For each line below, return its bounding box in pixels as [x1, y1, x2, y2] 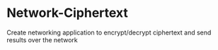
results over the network [6, 35, 79, 44]
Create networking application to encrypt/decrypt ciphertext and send [6, 28, 212, 37]
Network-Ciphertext [6, 5, 128, 21]
